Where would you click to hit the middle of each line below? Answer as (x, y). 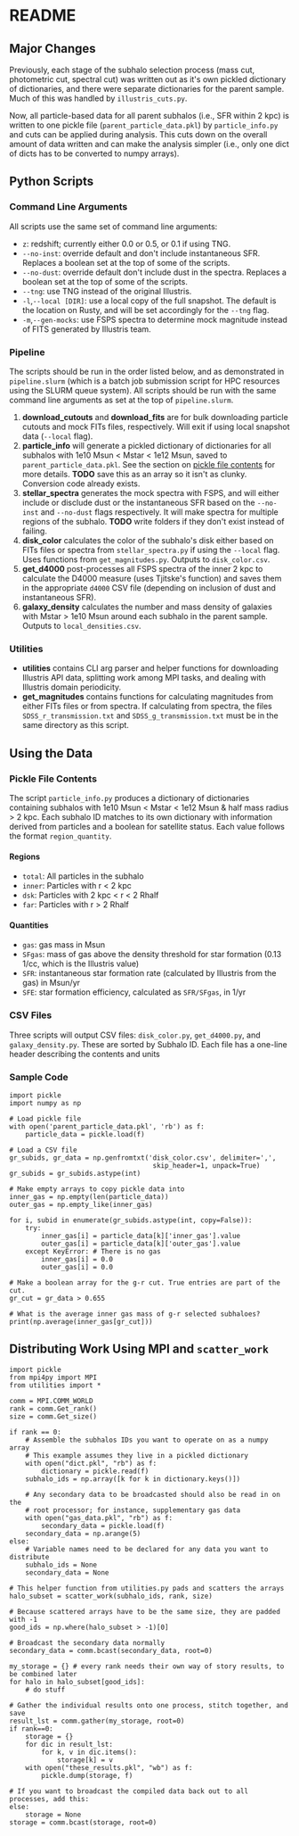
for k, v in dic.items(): (89, 1752)
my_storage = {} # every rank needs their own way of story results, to (147, 1666)
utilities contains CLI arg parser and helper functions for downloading (150, 668)
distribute (29, 1557)
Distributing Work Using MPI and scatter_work (139, 1349)
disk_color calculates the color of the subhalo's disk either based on (148, 540)
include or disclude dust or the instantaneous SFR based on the (138, 502)
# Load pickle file (45, 1119)
